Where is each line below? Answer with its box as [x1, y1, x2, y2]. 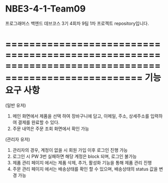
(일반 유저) [5, 102, 26, 108]
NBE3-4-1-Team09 [5, 3, 86, 15]
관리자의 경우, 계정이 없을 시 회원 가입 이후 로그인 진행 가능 [12, 147, 128, 153]
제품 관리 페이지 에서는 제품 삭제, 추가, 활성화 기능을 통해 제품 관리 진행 [12, 159, 152, 165]
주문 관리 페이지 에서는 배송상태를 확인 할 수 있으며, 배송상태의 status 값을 [12, 166, 158, 172]
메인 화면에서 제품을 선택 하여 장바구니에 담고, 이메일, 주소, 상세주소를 [12, 113, 149, 119]
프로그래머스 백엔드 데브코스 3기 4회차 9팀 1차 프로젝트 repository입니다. [5, 20, 149, 26]
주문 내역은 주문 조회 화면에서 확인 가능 [12, 126, 90, 132]
